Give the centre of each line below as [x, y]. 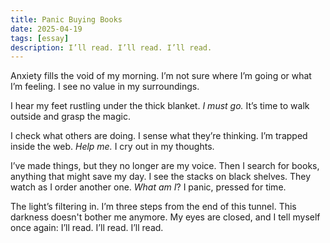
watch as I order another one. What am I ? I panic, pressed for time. [148, 187]
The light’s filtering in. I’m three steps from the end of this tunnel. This [153, 207]
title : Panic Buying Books [66, 19]
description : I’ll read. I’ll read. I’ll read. [111, 47]
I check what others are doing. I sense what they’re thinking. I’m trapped [159, 136]
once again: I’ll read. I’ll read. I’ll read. [87, 228]
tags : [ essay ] [40, 38]
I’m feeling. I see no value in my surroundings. [105, 87]
